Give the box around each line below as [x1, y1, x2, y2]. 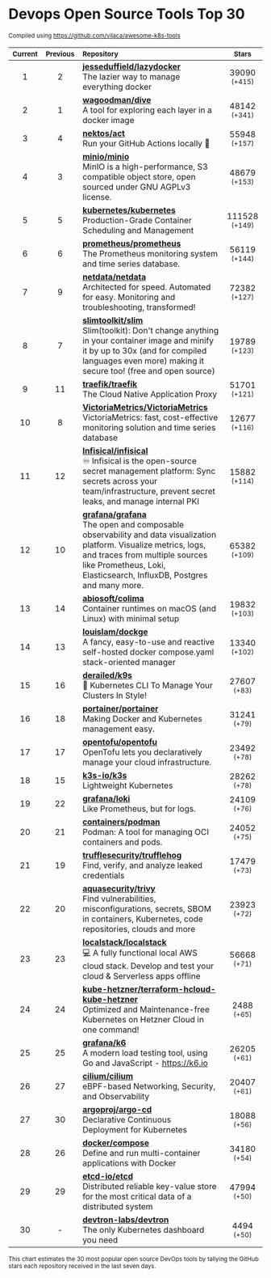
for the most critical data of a [81, 1191, 192, 1202]
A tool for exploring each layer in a [81, 104, 212, 116]
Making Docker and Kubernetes [81, 713, 203, 724]
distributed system [81, 1200, 153, 1212]
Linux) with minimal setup [81, 612, 180, 624]
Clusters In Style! [81, 689, 148, 700]
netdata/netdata [81, 271, 147, 282]
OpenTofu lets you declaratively [81, 746, 203, 757]
